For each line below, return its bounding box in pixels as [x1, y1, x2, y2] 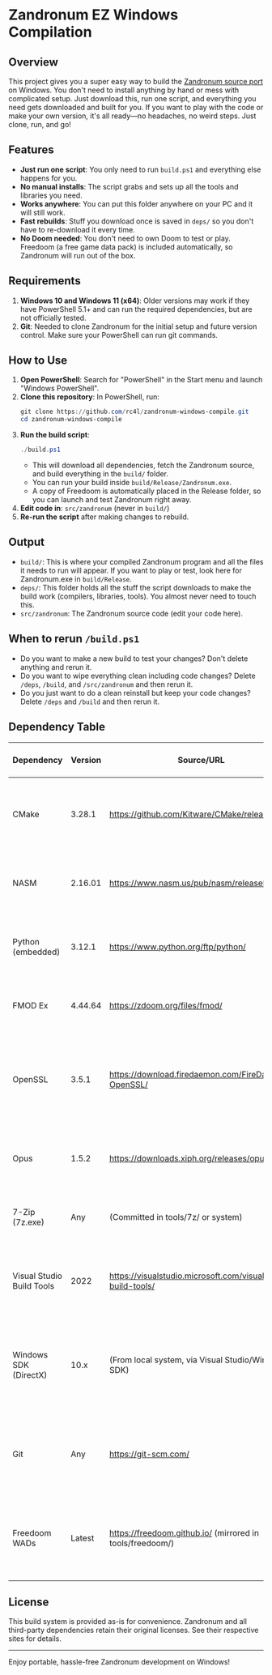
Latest [70, 1532, 95, 1544]
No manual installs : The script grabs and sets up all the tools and [19, 181, 239, 191]
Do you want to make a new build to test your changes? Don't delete [19, 654, 249, 663]
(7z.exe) [12, 1217, 45, 1228]
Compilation [8, 23, 92, 41]
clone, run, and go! [8, 120, 71, 129]
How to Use [8, 354, 68, 368]
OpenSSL [12, 1073, 49, 1085]
